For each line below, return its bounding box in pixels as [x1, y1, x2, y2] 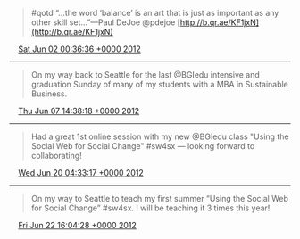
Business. [30, 88, 68, 99]
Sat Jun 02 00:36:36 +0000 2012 [17, 44, 141, 54]
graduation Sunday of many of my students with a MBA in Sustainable [30, 79, 288, 89]
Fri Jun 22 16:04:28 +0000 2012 [17, 220, 137, 230]
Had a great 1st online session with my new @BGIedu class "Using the [30, 131, 289, 142]
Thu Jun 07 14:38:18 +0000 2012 [17, 106, 140, 116]
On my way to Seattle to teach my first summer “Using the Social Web [30, 194, 288, 203]
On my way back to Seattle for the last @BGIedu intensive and [30, 70, 261, 79]
